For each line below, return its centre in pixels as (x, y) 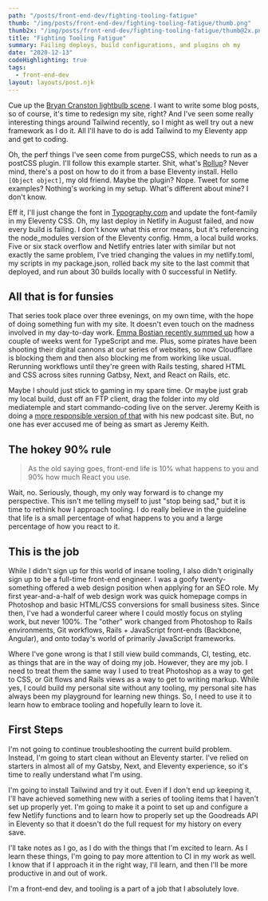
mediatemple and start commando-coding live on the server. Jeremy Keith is (134, 407)
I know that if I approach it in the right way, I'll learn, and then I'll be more (128, 864)
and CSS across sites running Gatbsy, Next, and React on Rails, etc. (120, 375)
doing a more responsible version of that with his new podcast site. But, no (131, 416)
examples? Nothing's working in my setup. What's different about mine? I (128, 188)
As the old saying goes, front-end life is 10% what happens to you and (143, 469)
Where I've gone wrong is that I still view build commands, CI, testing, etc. (130, 654)
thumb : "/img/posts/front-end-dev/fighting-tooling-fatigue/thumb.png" (130, 23)
